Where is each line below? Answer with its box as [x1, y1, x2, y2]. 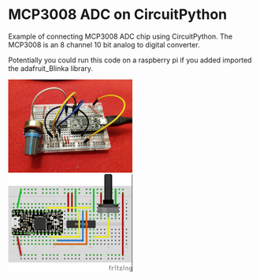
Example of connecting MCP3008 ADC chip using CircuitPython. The [8, 32, 233, 41]
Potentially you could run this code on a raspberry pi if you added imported [8, 55, 252, 65]
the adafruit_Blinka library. [8, 63, 93, 73]
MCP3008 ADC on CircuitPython [8, 6, 228, 24]
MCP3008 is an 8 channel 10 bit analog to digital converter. [8, 39, 200, 49]
